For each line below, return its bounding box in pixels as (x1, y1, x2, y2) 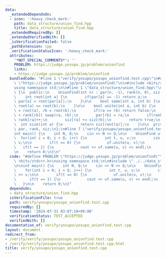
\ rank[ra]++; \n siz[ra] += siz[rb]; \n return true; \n (14, 117, 161, 122)
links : (14, 67, 28, 72)
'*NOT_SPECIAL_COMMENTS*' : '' (14, 58, 77, 63)
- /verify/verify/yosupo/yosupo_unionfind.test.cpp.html (5, 241, 125, 246)
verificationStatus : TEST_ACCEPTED (9, 214, 83, 219)
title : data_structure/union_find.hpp (14, 26, 94, 31)
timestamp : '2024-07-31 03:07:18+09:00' (9, 209, 94, 214)
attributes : (9, 53, 35, 58)
